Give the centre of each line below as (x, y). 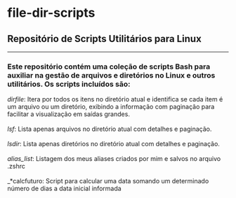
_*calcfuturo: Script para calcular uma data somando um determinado (108, 181)
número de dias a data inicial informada (64, 189)
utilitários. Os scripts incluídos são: (69, 84)
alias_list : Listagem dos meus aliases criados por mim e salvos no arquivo (114, 159)
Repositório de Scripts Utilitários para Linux (104, 39)
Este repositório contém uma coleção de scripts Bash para (109, 66)
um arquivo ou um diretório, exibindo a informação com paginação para (111, 107)
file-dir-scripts (51, 13)
